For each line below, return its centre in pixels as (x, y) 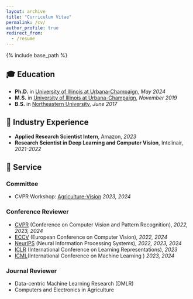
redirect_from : (25, 33)
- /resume (23, 39)
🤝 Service (24, 167)
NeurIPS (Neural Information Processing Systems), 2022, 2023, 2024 (98, 243)
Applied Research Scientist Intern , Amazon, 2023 (75, 136)
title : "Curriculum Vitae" (39, 17)
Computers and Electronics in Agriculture (64, 290)
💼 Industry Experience (47, 123)
